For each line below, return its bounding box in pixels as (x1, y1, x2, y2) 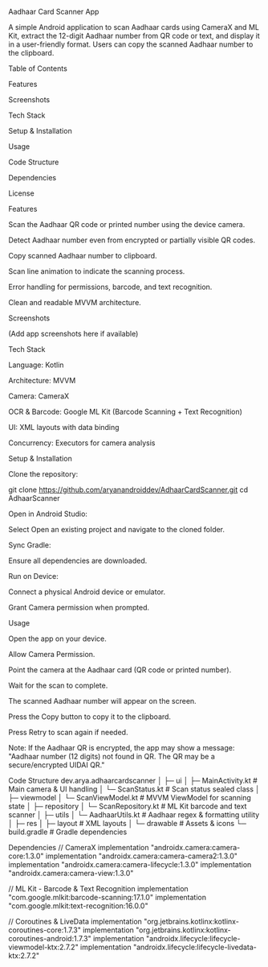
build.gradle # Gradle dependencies (8, 827, 128, 837)
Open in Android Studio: (8, 509, 88, 519)
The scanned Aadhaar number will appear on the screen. (8, 696, 197, 705)
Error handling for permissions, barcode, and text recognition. (8, 282, 213, 291)
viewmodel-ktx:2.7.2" (8, 942, 79, 952)
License (8, 188, 35, 198)
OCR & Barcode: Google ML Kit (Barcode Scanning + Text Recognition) (8, 407, 243, 416)
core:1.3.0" (8, 851, 44, 861)
